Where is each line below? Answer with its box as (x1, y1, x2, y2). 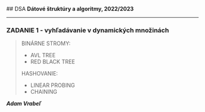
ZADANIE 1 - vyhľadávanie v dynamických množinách (6, 26, 170, 34)
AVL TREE (30, 52, 56, 59)
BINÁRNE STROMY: (21, 40, 71, 47)
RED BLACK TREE (30, 58, 75, 66)
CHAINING (30, 88, 57, 96)
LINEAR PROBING (30, 82, 75, 89)
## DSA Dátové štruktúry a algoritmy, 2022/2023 (6, 5, 134, 12)
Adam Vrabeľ (6, 100, 41, 107)
